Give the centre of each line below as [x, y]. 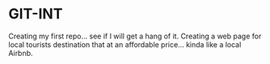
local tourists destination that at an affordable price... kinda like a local [125, 44]
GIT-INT [36, 14]
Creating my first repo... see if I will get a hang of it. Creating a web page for [135, 36]
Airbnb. [21, 53]
